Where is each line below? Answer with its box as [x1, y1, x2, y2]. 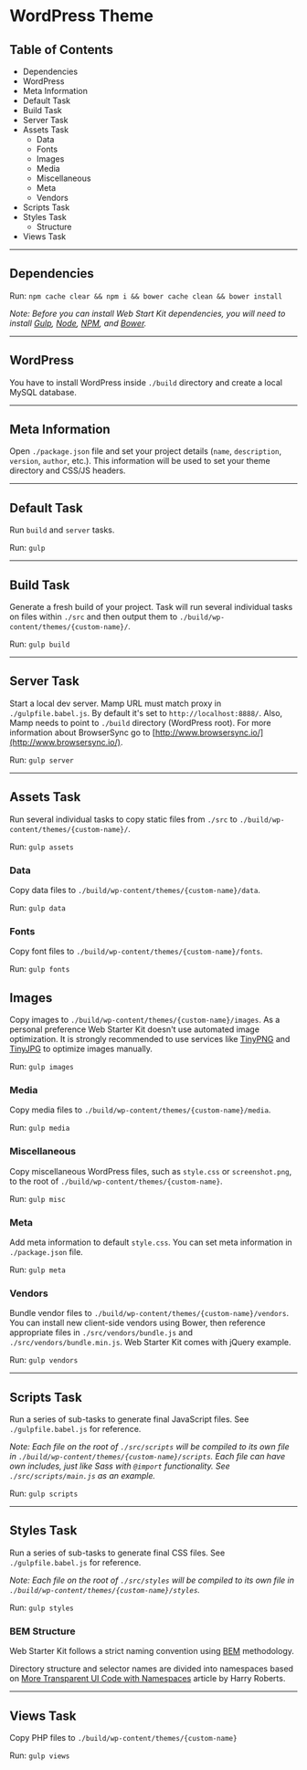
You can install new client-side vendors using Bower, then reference [9, 1317, 266, 1329]
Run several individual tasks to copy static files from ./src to [9, 814, 238, 825]
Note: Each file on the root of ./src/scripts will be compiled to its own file [9, 1441, 290, 1452]
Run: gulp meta [9, 1264, 66, 1275]
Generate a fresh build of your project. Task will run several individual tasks [9, 602, 293, 613]
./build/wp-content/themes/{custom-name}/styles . [9, 1584, 201, 1595]
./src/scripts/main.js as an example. [9, 1470, 155, 1481]
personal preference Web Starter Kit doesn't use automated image [9, 1024, 260, 1035]
